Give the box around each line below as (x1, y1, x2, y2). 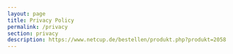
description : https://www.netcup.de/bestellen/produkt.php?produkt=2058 (7, 36, 227, 43)
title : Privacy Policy (7, 17, 74, 24)
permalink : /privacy (7, 23, 69, 30)
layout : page (7, 10, 46, 18)
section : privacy (7, 29, 59, 37)
